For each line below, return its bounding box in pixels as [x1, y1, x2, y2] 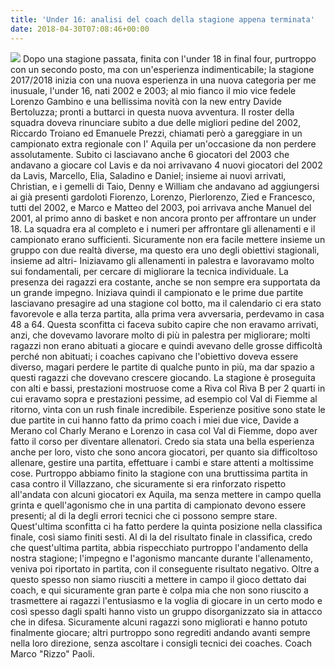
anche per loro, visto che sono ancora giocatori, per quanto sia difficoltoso [10, 446, 318, 458]
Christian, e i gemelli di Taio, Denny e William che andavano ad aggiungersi [10, 180, 320, 192]
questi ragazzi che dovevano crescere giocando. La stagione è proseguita [10, 371, 316, 383]
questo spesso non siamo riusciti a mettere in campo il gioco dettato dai [10, 573, 307, 585]
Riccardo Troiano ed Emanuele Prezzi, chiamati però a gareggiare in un [10, 127, 303, 139]
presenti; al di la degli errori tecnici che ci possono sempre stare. [10, 509, 278, 521]
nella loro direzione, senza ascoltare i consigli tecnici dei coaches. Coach [10, 637, 313, 649]
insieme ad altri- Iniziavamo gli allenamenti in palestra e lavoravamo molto [10, 254, 315, 266]
